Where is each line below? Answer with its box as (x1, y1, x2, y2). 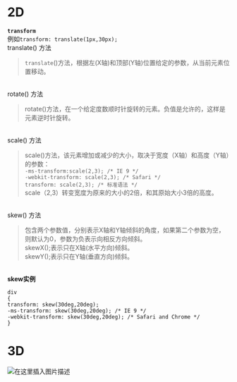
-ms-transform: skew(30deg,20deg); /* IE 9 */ (7, 307, 147, 314)
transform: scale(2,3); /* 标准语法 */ (24, 181, 138, 188)
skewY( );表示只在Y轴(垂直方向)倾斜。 (24, 252, 134, 261)
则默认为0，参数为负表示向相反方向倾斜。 (24, 234, 147, 243)
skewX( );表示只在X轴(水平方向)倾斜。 (24, 243, 134, 252)
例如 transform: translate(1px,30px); (7, 35, 118, 43)
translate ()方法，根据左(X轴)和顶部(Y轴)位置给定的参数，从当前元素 (24, 58, 224, 67)
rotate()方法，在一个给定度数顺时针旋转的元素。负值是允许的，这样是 (24, 104, 226, 113)
